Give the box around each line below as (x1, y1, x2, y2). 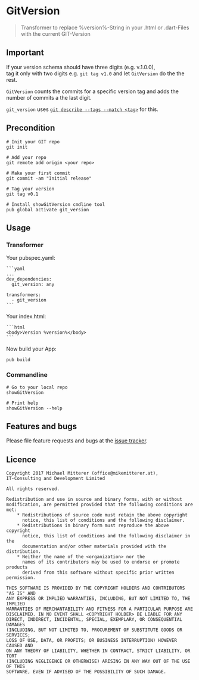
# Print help (6, 400, 39, 406)
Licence (6, 454, 37, 464)
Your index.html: (6, 313, 46, 320)
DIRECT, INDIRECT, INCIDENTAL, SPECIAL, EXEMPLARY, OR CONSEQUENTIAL (6, 617, 183, 623)
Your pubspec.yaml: (6, 254, 55, 261)
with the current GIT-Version (20, 30, 91, 37)
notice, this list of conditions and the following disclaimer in (21, 533, 191, 539)
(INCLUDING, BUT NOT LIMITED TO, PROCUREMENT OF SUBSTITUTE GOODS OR (6, 627, 183, 633)
